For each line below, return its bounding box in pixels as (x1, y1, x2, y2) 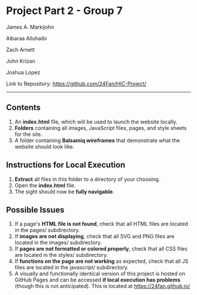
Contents (6, 102, 41, 112)
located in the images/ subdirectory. (14, 239, 102, 246)
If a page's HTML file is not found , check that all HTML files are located (14, 221, 189, 228)
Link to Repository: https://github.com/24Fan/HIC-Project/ (6, 80, 147, 87)
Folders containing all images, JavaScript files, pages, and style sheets (14, 124, 187, 131)
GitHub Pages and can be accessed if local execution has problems (14, 276, 181, 283)
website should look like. (14, 143, 74, 150)
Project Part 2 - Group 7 (6, 4, 123, 18)
